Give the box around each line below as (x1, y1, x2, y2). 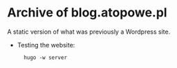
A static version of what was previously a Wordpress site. (7, 27, 171, 36)
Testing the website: (17, 41, 75, 49)
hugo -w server (24, 54, 68, 61)
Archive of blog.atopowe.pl (7, 5, 167, 21)
